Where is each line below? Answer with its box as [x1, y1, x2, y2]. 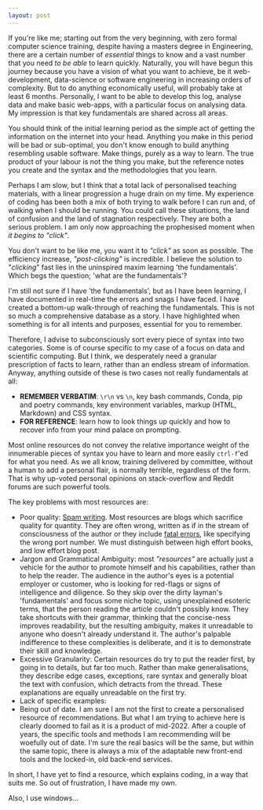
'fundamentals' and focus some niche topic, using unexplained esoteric [19, 596, 251, 605]
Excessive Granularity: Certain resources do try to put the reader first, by [19, 654, 256, 664]
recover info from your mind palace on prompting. [19, 425, 181, 434]
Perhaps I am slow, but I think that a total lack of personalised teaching [8, 180, 237, 189]
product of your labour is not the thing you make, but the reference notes [8, 156, 245, 166]
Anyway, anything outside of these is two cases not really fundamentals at [8, 368, 249, 377]
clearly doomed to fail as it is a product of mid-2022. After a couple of [19, 720, 247, 731]
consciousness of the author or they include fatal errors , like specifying [19, 529, 251, 538]
